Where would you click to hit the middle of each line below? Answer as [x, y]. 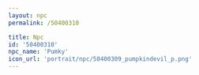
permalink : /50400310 [44, 23]
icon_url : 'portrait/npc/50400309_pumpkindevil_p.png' [100, 59]
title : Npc [26, 37]
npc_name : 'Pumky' [38, 52]
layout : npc [28, 15]
